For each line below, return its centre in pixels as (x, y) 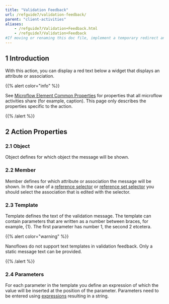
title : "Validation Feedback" (37, 10)
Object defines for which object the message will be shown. (67, 157)
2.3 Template (22, 205)
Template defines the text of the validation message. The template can (78, 216)
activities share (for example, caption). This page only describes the (76, 101)
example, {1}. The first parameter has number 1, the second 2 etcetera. (78, 226)
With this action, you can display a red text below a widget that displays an (82, 71)
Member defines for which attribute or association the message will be (78, 181)
